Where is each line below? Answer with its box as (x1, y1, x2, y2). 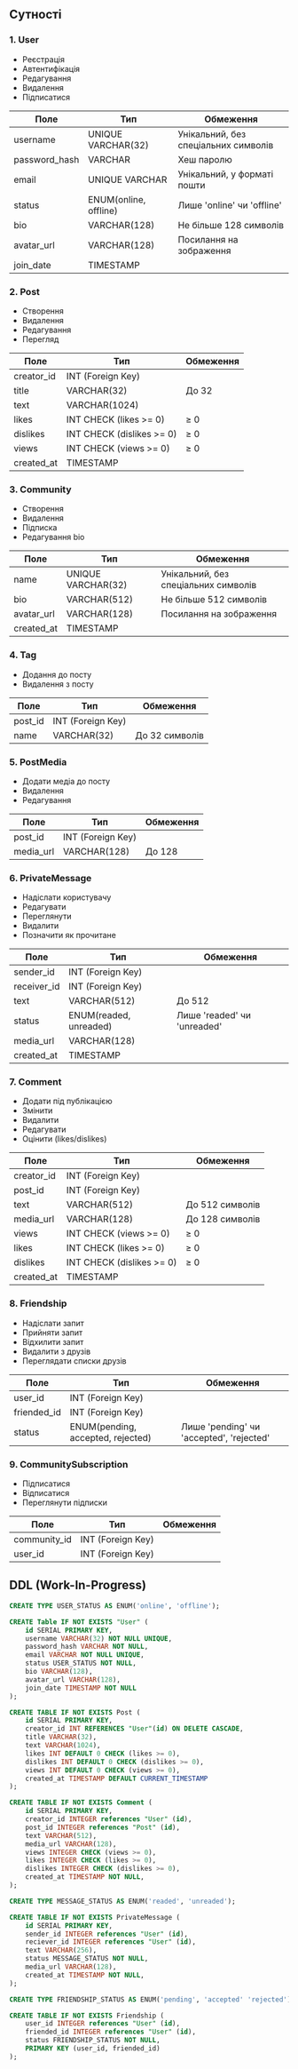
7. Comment (9, 1076, 62, 1088)
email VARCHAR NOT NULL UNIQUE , (25, 1651, 145, 1659)
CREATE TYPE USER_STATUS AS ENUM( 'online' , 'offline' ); (9, 1601, 220, 1611)
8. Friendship (9, 1297, 67, 1309)
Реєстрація (21, 53, 65, 65)
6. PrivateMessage (9, 871, 92, 884)
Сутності (9, 7, 62, 22)
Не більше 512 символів (161, 593, 268, 606)
